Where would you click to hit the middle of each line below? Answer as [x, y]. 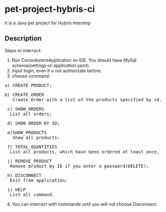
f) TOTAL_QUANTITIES [32, 147]
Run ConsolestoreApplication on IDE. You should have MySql [74, 60]
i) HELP [16, 189]
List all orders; [31, 114]
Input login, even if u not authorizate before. [57, 71]
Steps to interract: [23, 50]
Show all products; [36, 137]
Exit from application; [39, 180]
